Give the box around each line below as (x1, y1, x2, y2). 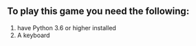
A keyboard (17, 31, 50, 39)
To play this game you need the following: (7, 5, 190, 17)
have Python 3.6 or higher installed (17, 23, 117, 32)
